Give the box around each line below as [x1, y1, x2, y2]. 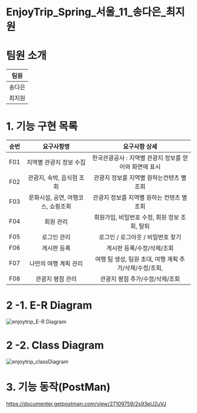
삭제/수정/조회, [124, 264, 163, 272]
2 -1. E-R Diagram [6, 299, 93, 312]
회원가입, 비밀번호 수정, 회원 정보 [93, 214, 179, 222]
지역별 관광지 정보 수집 [26, 158, 86, 167]
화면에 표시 [131, 163, 161, 171]
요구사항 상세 [123, 143, 157, 151]
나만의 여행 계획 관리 [29, 259, 83, 268]
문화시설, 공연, [28, 194, 66, 202]
